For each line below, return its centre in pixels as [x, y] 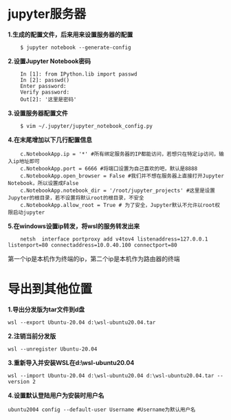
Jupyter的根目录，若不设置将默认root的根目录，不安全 [76, 198]
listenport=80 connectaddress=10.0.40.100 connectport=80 [92, 245]
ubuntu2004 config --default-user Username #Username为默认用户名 [102, 410]
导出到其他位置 [50, 289]
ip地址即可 [26, 161]
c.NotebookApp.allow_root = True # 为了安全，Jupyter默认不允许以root [118, 205]
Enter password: [44, 86]
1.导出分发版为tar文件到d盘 [46, 309]
